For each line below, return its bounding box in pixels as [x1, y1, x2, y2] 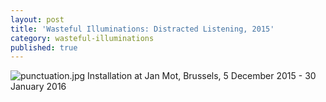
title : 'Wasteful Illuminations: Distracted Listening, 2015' [10, 24, 275, 34]
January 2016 [10, 81, 67, 93]
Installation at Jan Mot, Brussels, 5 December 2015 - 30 [87, 70, 317, 82]
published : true [10, 42, 78, 53]
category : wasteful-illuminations [10, 33, 155, 43]
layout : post [10, 14, 65, 25]
